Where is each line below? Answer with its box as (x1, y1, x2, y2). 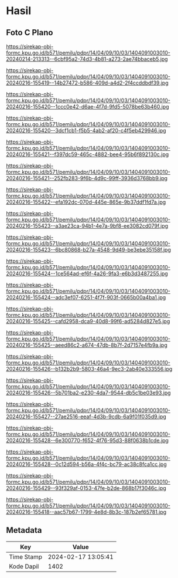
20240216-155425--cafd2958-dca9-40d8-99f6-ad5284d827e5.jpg (6, 318, 170, 325)
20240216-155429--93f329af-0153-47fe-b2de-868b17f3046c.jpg (6, 485, 167, 491)
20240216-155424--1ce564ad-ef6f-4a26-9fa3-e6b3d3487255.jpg (6, 270, 168, 277)
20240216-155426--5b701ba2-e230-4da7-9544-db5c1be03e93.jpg (6, 389, 171, 396)
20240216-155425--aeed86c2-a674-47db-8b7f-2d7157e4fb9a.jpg (6, 342, 168, 349)
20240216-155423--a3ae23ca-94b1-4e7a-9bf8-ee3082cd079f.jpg (6, 222, 169, 229)
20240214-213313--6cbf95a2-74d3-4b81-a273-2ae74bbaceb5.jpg (6, 56, 168, 62)
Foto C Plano (6, 28, 53, 38)
